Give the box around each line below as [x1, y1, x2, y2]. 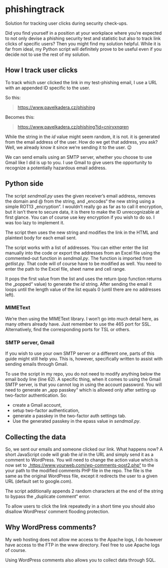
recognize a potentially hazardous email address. [5, 165, 107, 171]
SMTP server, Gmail [5, 339, 55, 346]
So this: [5, 94, 21, 100]
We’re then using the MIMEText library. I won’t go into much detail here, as [5, 315, 159, 322]
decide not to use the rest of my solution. [5, 51, 90, 57]
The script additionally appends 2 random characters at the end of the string [5, 488, 163, 494]
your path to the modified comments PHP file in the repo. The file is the [5, 467, 152, 473]
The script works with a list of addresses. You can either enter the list [5, 244, 148, 250]
